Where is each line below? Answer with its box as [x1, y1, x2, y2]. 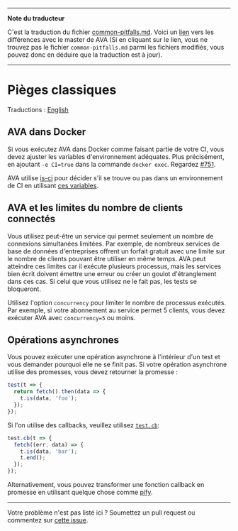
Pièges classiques [7, 82, 117, 98]
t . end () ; [20, 454, 46, 461]
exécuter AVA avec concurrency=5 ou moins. [7, 313, 136, 322]
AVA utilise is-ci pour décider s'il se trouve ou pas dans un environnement [7, 173, 223, 182]
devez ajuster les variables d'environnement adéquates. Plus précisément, [7, 152, 225, 160]
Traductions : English [7, 105, 69, 114]
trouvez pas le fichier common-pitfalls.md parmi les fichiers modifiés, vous [7, 43, 225, 51]
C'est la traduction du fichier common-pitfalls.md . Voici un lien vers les [7, 28, 215, 36]
